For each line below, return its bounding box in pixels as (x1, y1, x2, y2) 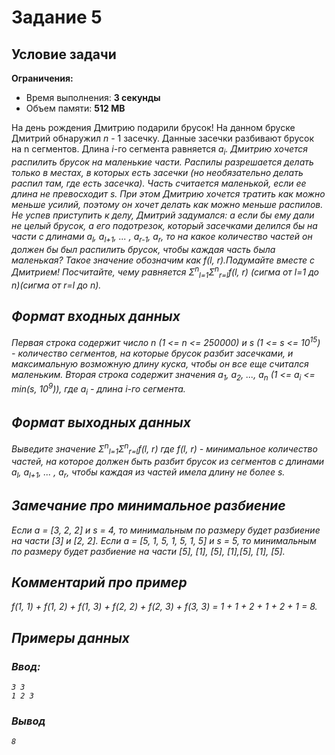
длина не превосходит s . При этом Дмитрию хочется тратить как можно (11, 187, 326, 200)
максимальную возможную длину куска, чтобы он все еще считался (11, 357, 309, 370)
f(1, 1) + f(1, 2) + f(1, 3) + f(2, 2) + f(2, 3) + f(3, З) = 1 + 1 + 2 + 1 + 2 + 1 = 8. (11, 601, 318, 613)
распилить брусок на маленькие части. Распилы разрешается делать (11, 156, 314, 168)
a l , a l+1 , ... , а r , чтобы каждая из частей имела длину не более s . (11, 466, 286, 480)
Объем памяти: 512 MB (25, 102, 126, 114)
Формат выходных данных (11, 414, 191, 431)
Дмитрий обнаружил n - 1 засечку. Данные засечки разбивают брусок (11, 132, 315, 144)
